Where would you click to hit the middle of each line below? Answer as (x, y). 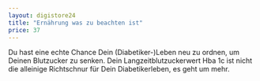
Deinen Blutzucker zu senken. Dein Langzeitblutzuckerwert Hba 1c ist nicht (130, 61)
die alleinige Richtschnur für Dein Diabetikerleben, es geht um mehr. (119, 69)
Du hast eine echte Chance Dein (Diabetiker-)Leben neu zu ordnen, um (124, 53)
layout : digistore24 (42, 15)
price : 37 (24, 30)
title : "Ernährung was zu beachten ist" (76, 23)
